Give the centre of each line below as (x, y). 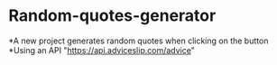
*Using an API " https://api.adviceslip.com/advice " (102, 50)
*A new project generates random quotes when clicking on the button (138, 41)
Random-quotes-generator (112, 16)
